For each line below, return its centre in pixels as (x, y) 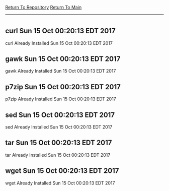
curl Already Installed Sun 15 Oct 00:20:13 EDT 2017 (59, 43)
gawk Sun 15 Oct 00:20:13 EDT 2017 (63, 59)
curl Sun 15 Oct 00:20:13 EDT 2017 (60, 31)
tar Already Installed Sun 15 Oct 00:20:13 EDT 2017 (58, 155)
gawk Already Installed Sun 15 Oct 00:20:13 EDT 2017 (61, 71)
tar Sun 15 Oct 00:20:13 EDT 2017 (59, 143)
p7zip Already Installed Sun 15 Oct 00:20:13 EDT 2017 (61, 99)
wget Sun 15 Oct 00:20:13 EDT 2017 (62, 171)
